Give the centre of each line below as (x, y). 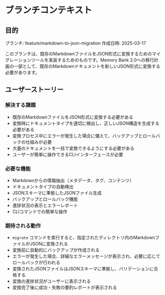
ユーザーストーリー (34, 90)
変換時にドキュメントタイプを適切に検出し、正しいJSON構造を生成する (86, 123)
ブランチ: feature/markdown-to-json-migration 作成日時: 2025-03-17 (76, 43)
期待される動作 (23, 226)
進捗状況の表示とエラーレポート (45, 205)
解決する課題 (21, 105)
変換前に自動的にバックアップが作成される (56, 250)
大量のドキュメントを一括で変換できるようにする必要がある (73, 148)
